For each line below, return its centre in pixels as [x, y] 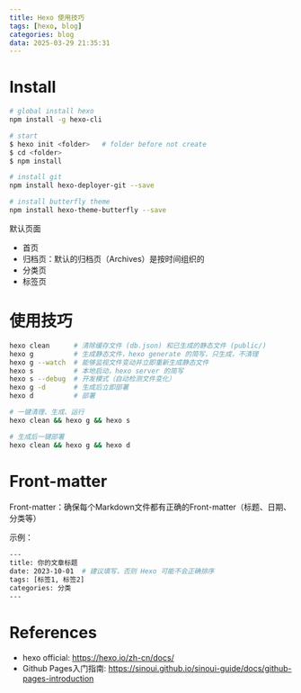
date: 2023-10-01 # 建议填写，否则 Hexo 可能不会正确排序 [112, 571]
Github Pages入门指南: [64, 668]
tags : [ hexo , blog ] [46, 26]
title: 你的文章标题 [44, 563]
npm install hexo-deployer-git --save [82, 185]
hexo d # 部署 [53, 396]
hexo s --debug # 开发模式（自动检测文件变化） [93, 379]
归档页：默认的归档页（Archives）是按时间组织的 [113, 258]
